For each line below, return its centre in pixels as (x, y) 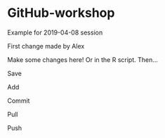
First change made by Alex (46, 46)
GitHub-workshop (61, 13)
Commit (19, 101)
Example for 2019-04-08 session (55, 32)
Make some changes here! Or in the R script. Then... (82, 59)
